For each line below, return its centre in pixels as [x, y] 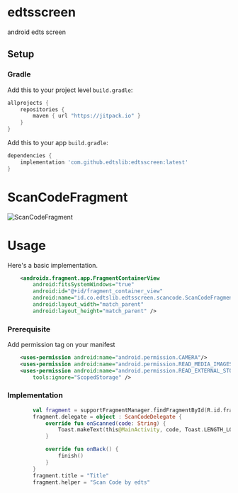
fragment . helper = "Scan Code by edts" [92, 482]
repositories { [42, 109]
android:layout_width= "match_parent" [88, 305]
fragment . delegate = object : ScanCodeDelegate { [107, 416]
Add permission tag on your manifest [61, 345]
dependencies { [30, 156]
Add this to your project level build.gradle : [70, 90]
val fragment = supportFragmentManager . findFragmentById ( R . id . [128, 410]
